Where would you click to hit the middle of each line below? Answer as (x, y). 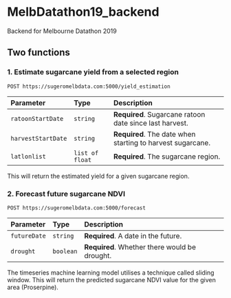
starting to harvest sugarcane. (162, 143)
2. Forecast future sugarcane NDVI (66, 194)
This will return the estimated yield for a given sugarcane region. (98, 176)
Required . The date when (154, 134)
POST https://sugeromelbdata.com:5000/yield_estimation (89, 87)
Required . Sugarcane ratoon (159, 114)
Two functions (39, 53)
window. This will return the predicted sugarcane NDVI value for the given (112, 279)
